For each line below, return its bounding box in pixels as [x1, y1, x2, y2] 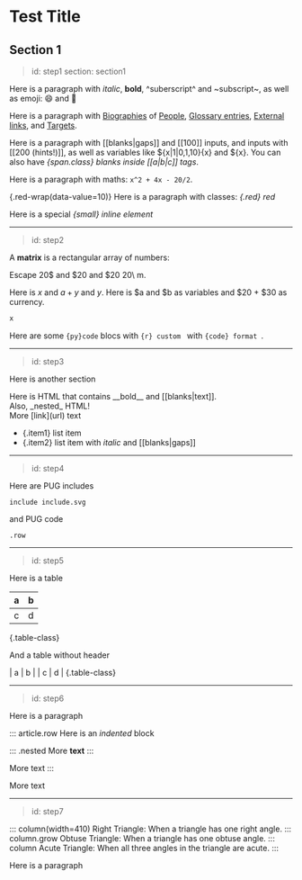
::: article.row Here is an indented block [9, 727, 155, 739]
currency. [9, 297, 45, 307]
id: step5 [31, 555, 65, 566]
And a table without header [9, 650, 111, 660]
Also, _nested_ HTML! [9, 400, 91, 411]
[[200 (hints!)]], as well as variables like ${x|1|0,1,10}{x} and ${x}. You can [9, 147, 281, 157]
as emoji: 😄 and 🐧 [9, 93, 77, 103]
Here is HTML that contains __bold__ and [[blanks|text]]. [9, 391, 218, 401]
